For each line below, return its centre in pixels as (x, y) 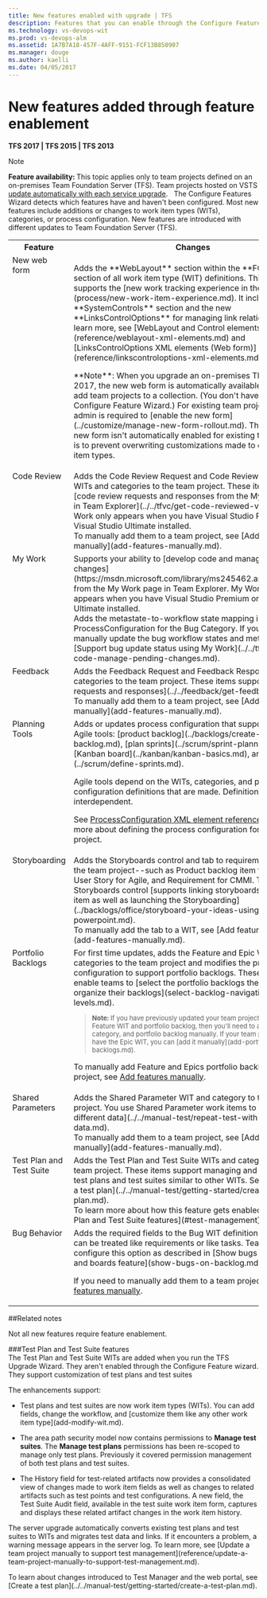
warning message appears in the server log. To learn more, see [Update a (129, 1545)
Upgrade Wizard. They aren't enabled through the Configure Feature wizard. (133, 1366)
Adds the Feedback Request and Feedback (154, 671)
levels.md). (94, 1002)
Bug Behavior (37, 1233)
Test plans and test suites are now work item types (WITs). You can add (137, 1405)
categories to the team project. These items (155, 681)
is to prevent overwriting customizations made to (164, 445)
